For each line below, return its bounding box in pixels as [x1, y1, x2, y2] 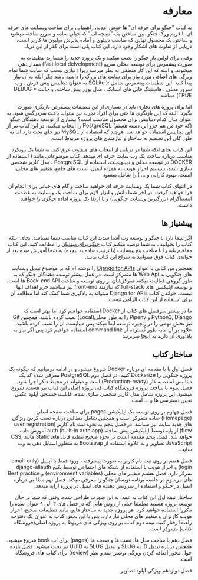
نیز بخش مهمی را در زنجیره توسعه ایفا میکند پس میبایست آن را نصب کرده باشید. [15, 320, 192, 327]
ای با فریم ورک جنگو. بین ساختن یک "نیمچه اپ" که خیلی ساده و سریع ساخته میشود [9, 30, 192, 37]
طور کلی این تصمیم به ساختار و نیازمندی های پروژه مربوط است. [51, 134, 192, 141]
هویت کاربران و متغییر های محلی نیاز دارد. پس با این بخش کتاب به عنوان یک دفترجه [10, 512, 192, 519]
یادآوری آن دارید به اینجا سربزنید [122, 332, 192, 339]
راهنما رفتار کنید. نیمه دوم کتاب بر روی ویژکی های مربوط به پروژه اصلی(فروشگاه [14, 519, 192, 526]
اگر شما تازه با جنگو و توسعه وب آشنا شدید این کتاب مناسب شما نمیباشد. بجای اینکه [8, 234, 192, 241]
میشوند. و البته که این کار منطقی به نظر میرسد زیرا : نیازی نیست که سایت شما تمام [8, 66, 192, 73]
